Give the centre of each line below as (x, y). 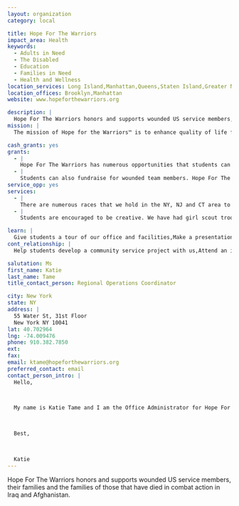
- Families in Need (43, 73)
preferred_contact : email (46, 369)
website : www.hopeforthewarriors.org (63, 100)
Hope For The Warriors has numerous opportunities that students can (126, 165)
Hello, (23, 382)
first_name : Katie (34, 270)
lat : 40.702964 (30, 329)
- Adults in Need (39, 53)
